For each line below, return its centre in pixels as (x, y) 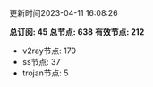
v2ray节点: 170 (49, 51)
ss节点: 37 (41, 62)
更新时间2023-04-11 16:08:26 (64, 13)
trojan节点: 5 (45, 73)
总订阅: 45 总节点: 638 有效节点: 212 (77, 32)
